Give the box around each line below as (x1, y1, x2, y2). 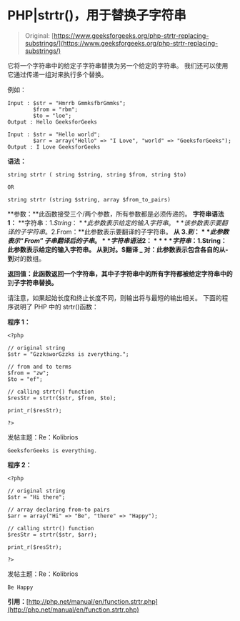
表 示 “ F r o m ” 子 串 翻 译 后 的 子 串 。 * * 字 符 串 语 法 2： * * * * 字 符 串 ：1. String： (7, 236, 227, 244)
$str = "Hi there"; (7, 493, 66, 501)
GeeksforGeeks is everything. (7, 447, 98, 454)
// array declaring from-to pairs (7, 506, 111, 513)
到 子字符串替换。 (7, 278, 58, 287)
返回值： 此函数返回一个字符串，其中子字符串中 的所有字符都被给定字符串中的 (7, 269, 233, 278)
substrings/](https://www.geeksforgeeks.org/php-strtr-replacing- (24, 39, 219, 47)
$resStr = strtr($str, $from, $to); (7, 394, 116, 402)
